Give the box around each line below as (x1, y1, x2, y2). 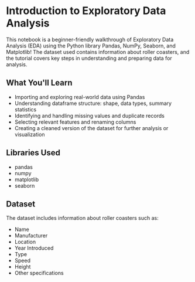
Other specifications (14, 270, 64, 277)
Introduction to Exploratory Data (6, 4, 166, 18)
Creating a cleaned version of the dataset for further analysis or (14, 124, 169, 131)
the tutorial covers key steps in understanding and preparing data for (6, 55, 173, 62)
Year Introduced (14, 244, 54, 252)
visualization (14, 131, 45, 138)
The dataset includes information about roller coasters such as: (6, 215, 159, 222)
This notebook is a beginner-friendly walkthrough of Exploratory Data (6, 36, 174, 43)
